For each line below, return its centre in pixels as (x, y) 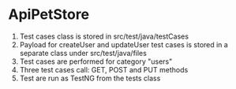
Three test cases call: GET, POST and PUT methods (104, 69)
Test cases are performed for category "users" (96, 61)
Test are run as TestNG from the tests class (90, 78)
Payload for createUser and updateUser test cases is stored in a (124, 44)
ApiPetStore (49, 15)
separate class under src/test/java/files (83, 53)
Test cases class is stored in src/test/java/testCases (104, 36)
